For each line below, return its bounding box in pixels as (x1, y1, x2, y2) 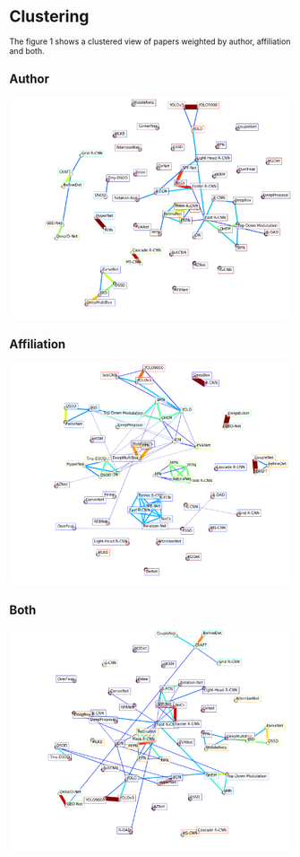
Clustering (9, 6, 90, 27)
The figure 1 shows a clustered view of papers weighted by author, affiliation (9, 36, 291, 47)
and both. (9, 45, 45, 56)
